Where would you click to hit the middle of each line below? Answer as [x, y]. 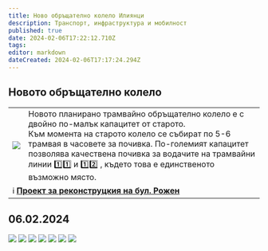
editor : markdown [37, 53]
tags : [17, 45]
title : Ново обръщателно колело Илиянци [77, 16]
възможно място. [63, 177]
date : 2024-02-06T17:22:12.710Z [62, 38]
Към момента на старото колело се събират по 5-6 [130, 134]
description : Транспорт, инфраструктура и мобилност [98, 23]
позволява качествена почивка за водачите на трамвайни [142, 154]
